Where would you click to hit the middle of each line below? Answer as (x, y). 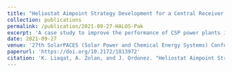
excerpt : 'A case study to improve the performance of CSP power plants (114, 33)
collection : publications (44, 20)
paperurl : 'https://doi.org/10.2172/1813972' (74, 52)
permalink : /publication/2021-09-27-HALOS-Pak (75, 26)
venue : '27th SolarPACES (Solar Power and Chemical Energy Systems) (108, 45)
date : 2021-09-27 (32, 39)
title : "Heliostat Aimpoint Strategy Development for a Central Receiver (116, 13)
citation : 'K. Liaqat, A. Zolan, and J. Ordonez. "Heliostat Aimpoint (111, 58)
